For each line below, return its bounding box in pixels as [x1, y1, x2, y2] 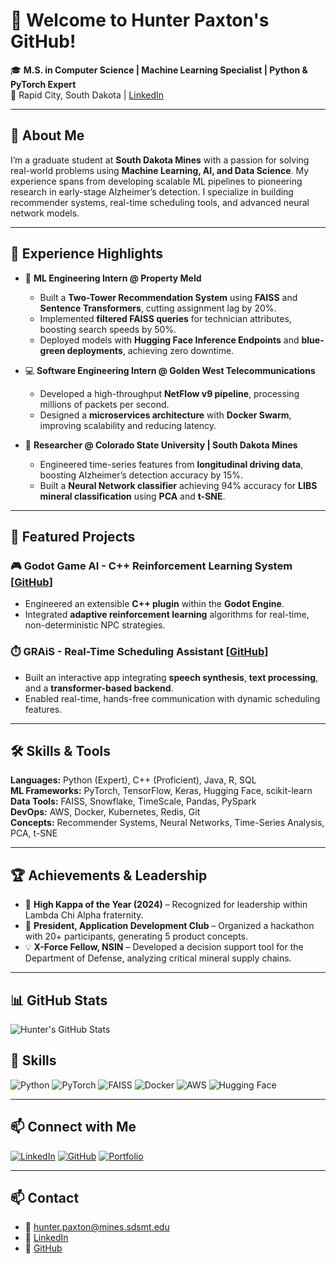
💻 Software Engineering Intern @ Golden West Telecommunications [24, 364, 316, 376]
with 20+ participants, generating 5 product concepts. [24, 930, 249, 943]
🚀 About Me [10, 127, 85, 144]
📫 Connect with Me [10, 1119, 137, 1136]
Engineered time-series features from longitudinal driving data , [39, 458, 304, 470]
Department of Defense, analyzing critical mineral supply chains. [24, 952, 292, 964]
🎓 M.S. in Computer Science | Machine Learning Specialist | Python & [10, 64, 308, 76]
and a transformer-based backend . [24, 682, 174, 694]
